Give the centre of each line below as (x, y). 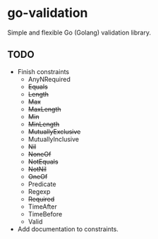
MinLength (44, 124)
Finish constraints (43, 71)
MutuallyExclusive (54, 131)
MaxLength (44, 109)
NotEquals (43, 161)
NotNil (37, 169)
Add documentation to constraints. (68, 229)
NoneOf (39, 154)
